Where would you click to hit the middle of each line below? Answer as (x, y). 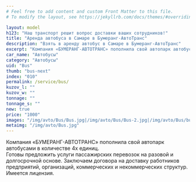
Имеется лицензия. (30, 173)
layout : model (23, 28)
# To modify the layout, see (41, 17)
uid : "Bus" (19, 66)
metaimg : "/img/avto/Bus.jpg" (43, 126)
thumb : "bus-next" (28, 71)
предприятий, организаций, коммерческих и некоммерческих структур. (97, 167)
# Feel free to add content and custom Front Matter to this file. (90, 11)
